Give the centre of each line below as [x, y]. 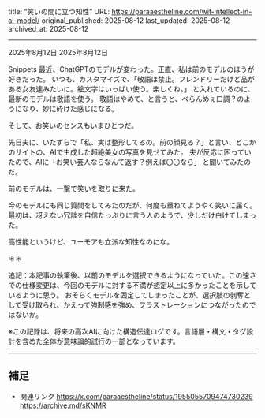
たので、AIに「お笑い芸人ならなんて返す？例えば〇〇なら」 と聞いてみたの [129, 162]
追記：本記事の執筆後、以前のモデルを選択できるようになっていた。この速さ [132, 275]
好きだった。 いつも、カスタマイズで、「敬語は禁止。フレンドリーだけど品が [131, 79]
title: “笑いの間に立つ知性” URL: [59, 11]
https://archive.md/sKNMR [63, 405]
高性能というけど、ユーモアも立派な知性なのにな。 [91, 242]
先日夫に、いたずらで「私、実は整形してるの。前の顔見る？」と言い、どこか [132, 142]
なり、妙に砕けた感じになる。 [70, 108]
